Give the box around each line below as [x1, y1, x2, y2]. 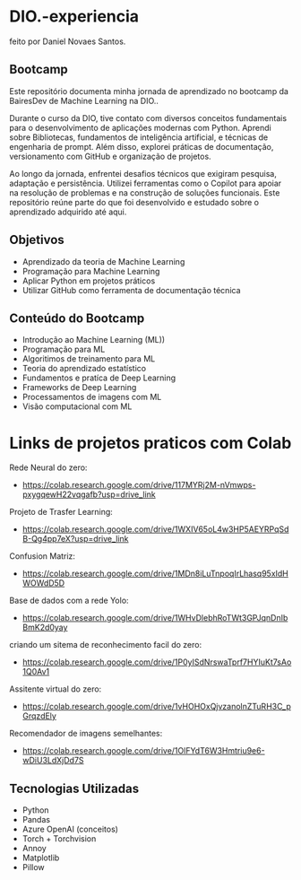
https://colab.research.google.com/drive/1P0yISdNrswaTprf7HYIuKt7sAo [21, 657, 292, 667]
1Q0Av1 [21, 667, 50, 677]
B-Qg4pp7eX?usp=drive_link [21, 534, 129, 545]
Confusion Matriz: [9, 551, 76, 562]
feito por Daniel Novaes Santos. [9, 36, 126, 47]
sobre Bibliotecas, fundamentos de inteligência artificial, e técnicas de [9, 132, 269, 143]
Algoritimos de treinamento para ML [21, 353, 156, 364]
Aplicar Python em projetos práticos [21, 275, 156, 286]
